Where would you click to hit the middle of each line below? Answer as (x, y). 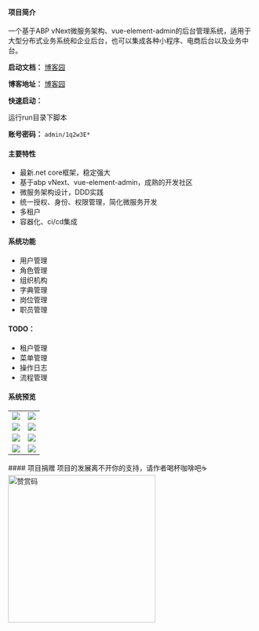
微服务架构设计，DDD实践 (62, 192)
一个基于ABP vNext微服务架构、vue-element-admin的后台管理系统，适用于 (129, 31)
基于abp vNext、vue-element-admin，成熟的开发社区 (106, 183)
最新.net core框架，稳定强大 (65, 172)
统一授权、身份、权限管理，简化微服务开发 (88, 202)
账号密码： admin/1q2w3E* (49, 135)
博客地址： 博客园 (36, 84)
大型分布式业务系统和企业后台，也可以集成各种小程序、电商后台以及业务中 (128, 41)
